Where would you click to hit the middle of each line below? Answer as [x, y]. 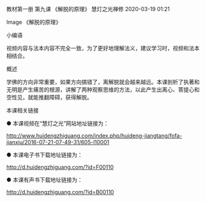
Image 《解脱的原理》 [34, 22]
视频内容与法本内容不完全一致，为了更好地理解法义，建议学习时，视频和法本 [103, 48]
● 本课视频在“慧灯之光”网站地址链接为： [58, 123]
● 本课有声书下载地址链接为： [44, 180]
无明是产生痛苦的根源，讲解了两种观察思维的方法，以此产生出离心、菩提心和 [103, 90]
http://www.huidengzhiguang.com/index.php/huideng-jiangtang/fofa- [94, 136]
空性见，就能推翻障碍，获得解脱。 [49, 97]
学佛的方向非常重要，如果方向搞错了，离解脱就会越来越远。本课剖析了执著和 [103, 82]
